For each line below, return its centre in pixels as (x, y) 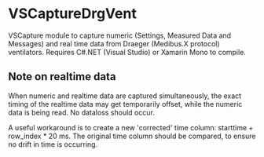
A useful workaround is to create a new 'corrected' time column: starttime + (131, 127)
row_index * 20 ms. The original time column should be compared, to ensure (132, 136)
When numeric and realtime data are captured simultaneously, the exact (125, 96)
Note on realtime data (62, 77)
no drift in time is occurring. (53, 144)
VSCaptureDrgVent (73, 14)
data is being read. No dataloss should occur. (81, 112)
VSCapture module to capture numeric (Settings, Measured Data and (120, 35)
